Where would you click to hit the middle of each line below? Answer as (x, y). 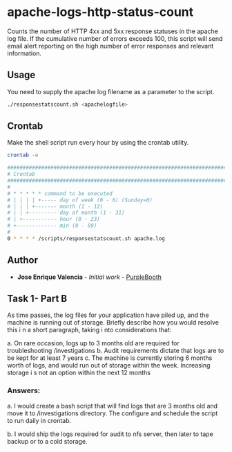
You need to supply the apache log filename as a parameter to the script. (111, 91)
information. (25, 53)
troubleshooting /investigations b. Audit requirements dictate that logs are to (116, 351)
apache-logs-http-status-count (100, 12)
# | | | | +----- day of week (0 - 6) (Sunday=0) (80, 200)
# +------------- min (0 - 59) (52, 226)
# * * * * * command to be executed (60, 193)
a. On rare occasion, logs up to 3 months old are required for (93, 343)
